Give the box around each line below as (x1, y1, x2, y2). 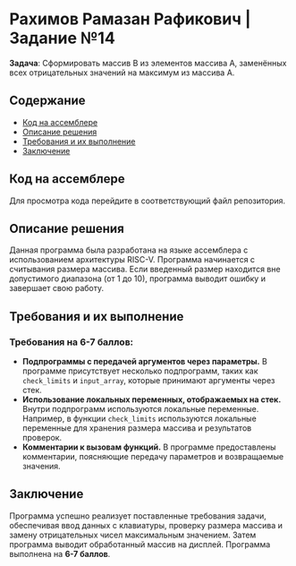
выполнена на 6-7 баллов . (9, 548, 111, 559)
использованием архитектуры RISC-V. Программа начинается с (9, 254, 256, 265)
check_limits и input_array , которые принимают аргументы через (21, 375, 275, 386)
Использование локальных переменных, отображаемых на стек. (21, 394, 282, 405)
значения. (21, 461, 61, 472)
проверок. (21, 433, 63, 443)
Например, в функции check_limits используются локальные (21, 413, 257, 424)
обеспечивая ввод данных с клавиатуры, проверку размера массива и (9, 519, 283, 530)
